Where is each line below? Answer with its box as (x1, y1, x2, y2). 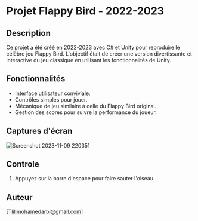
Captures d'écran (6, 126, 73, 136)
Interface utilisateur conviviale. (14, 90, 91, 97)
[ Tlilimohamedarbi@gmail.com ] (6, 208, 83, 216)
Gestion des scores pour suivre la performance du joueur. (14, 109, 157, 116)
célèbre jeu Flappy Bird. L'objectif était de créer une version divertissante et (6, 50, 193, 57)
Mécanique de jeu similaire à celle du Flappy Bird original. (14, 102, 157, 109)
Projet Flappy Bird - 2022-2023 (6, 4, 165, 18)
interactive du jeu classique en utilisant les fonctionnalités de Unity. (6, 57, 172, 63)
